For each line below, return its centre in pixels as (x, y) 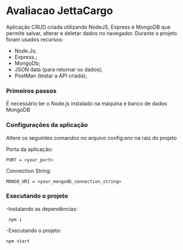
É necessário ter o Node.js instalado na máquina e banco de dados (87, 104)
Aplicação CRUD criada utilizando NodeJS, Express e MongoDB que (88, 27)
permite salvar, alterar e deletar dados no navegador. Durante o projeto (91, 33)
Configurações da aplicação (47, 125)
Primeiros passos (31, 91)
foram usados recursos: (35, 39)
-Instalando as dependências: (42, 208)
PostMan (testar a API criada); (51, 76)
